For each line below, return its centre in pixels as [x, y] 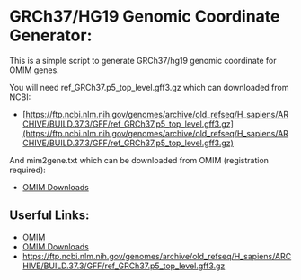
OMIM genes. [35, 70]
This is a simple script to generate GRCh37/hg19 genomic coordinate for [143, 60]
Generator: [51, 35]
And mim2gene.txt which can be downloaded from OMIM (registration [139, 160]
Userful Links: [49, 216]
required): [28, 170]
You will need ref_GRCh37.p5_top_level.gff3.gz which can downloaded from [149, 87]
